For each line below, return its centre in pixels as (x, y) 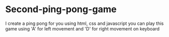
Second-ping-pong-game (61, 9)
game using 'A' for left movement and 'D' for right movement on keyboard (82, 28)
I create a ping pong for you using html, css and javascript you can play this (84, 23)
